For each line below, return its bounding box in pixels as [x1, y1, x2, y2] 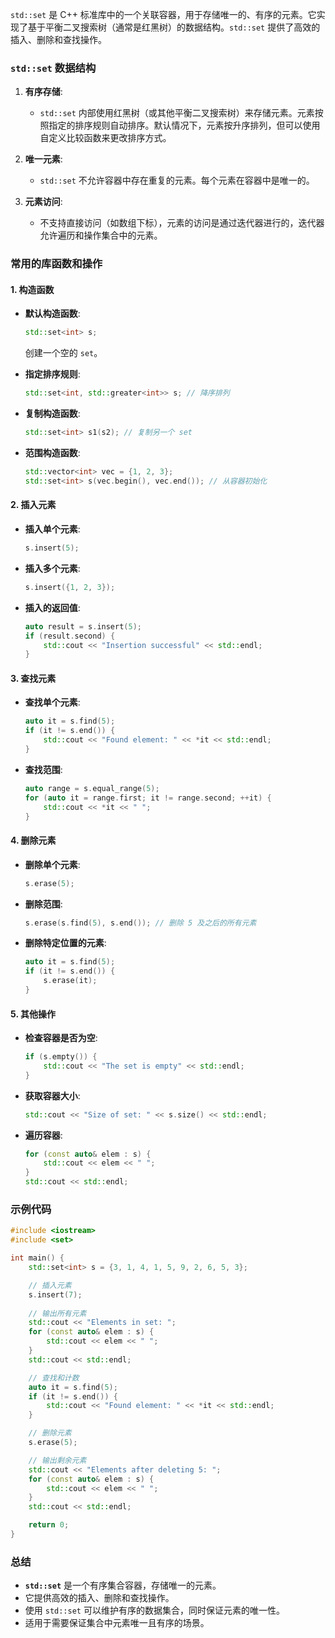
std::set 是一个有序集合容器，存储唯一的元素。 [24, 1579, 222, 1592]
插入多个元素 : [24, 562, 81, 574]
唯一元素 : [24, 153, 63, 165]
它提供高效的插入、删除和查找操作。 [24, 1592, 175, 1604]
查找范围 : [24, 763, 63, 775]
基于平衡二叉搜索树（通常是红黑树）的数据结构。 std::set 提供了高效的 [27, 21, 321, 33]
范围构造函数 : [24, 447, 81, 459]
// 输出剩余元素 [28, 1455, 87, 1465]
